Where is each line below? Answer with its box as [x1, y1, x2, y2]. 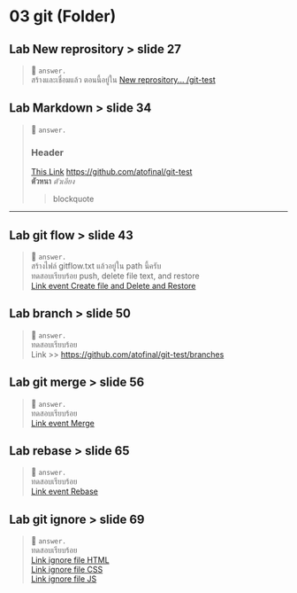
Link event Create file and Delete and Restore [30, 280, 196, 291]
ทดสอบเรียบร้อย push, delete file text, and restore [30, 270, 201, 281]
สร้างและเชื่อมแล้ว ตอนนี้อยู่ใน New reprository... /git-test [30, 74, 216, 85]
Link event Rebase [30, 486, 99, 497]
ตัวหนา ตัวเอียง [30, 176, 75, 187]
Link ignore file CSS [30, 565, 103, 575]
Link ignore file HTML [30, 555, 110, 566]
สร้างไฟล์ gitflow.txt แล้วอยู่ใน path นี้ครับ [30, 260, 162, 271]
